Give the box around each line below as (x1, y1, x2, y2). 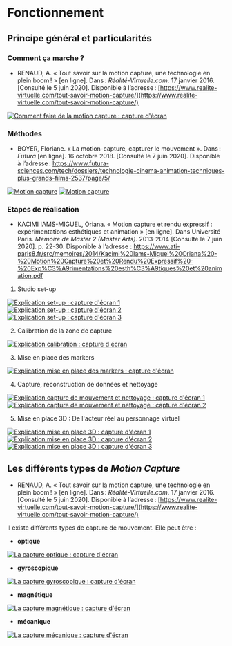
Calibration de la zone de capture (17, 326, 113, 335)
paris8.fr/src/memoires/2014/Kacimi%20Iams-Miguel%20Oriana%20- (17, 250, 217, 258)
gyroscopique (17, 564, 59, 572)
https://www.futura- (52, 159, 109, 167)
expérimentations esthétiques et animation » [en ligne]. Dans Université (17, 228, 221, 236)
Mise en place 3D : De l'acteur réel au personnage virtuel (17, 414, 180, 423)
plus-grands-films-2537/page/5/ (17, 174, 110, 183)
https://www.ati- (133, 242, 180, 250)
